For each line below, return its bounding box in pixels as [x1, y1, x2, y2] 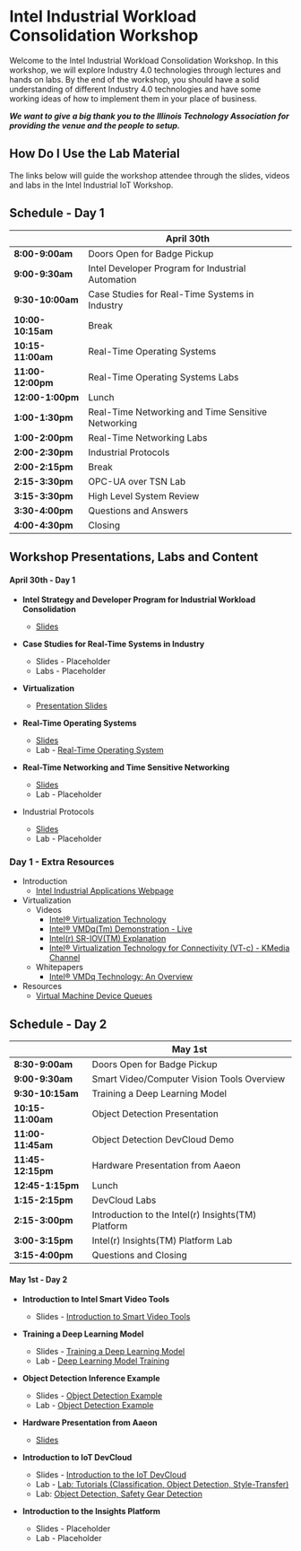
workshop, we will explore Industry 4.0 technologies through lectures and [9, 65, 281, 75]
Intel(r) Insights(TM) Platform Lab [91, 1234, 233, 1247]
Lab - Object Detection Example [35, 1400, 154, 1411]
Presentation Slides [35, 700, 107, 711]
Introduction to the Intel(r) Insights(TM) [91, 1209, 257, 1222]
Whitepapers [35, 962, 83, 973]
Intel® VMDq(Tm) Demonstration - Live [48, 924, 193, 934]
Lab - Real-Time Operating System [35, 745, 164, 756]
